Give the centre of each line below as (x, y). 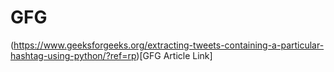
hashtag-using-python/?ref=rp (73, 55)
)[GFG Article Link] (174, 55)
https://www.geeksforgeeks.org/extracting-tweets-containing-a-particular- (169, 45)
